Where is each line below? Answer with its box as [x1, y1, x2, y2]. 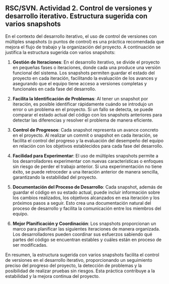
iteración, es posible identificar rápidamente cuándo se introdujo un [12, 101, 153, 107]
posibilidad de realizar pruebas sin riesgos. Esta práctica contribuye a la [5, 267, 155, 274]
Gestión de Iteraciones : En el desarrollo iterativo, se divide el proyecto [12, 59, 160, 65]
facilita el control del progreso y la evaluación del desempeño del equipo [12, 137, 164, 143]
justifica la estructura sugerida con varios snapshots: [5, 49, 116, 55]
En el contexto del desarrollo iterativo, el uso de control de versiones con [5, 33, 157, 39]
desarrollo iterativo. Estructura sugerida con [5, 12, 148, 21]
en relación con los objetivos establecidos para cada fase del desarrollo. [12, 143, 163, 149]
